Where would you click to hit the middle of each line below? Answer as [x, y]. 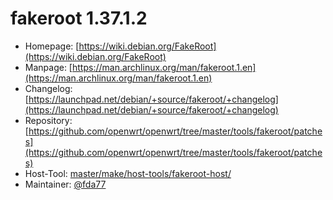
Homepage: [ [52, 46]
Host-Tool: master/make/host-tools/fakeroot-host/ [128, 173]
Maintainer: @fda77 [65, 184]
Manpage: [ [48, 67]
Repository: [48, 120]
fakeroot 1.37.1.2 [79, 18]
